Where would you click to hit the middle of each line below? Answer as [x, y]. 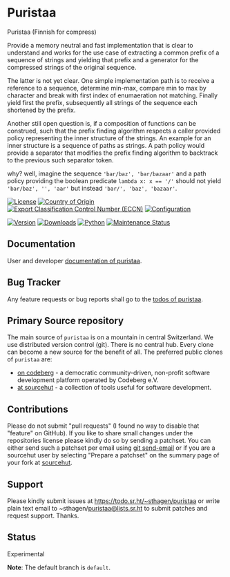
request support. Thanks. [43, 515]
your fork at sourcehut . [40, 463]
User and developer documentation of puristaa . [75, 261]
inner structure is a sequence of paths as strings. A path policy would [106, 145]
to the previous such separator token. [60, 160]
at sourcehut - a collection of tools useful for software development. [114, 388]
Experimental [26, 554]
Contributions [38, 409]
